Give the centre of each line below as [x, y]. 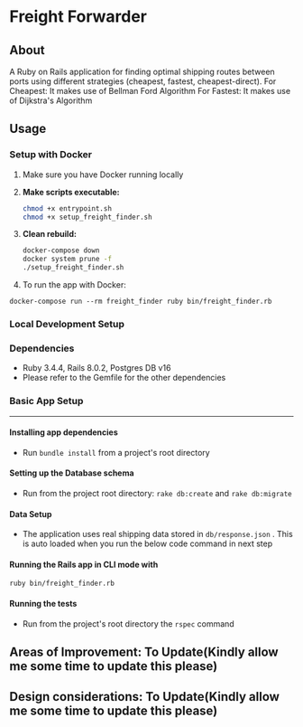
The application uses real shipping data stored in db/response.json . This [157, 534]
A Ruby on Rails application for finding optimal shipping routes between [142, 71]
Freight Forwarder [78, 17]
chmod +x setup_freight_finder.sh [87, 217]
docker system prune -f [67, 260]
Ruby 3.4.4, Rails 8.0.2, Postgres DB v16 [96, 368]
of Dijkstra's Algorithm [51, 100]
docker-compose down [61, 250]
